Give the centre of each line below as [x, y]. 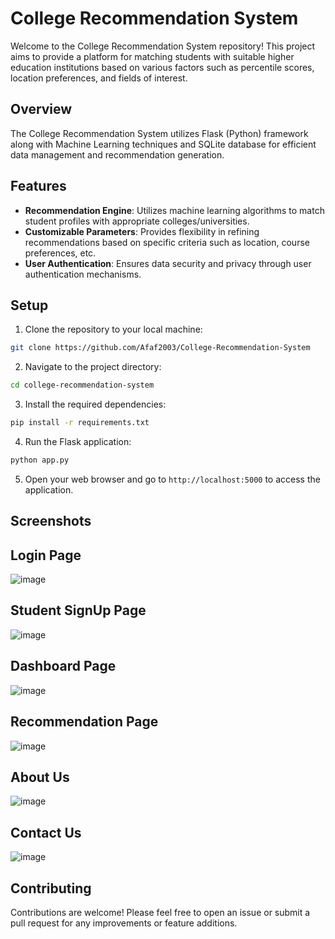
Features [38, 186]
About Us [40, 777]
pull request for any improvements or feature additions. [124, 923]
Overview [41, 109]
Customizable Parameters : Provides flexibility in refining [142, 231]
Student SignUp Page [78, 610]
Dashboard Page [63, 666]
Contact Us [46, 832]
